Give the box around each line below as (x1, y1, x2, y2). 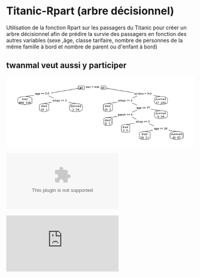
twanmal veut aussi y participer (6, 60, 127, 71)
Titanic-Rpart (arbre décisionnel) (6, 4, 175, 18)
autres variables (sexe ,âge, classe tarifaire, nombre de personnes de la (6, 36, 183, 44)
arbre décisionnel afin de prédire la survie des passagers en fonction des (6, 30, 187, 37)
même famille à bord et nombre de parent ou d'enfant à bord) (6, 43, 157, 50)
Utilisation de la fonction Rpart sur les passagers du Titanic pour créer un (6, 24, 187, 31)
